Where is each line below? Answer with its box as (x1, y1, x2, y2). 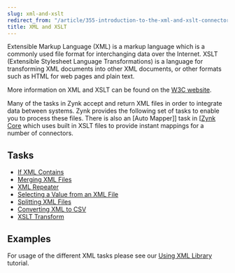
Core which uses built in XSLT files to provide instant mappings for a (7, 122, 204, 130)
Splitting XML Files (17, 197, 72, 206)
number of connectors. (7, 129, 73, 137)
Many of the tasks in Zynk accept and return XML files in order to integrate (7, 99, 222, 108)
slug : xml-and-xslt (7, 10, 64, 17)
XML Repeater (17, 183, 59, 191)
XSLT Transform (17, 213, 64, 221)
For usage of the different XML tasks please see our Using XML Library (7, 251, 213, 260)
